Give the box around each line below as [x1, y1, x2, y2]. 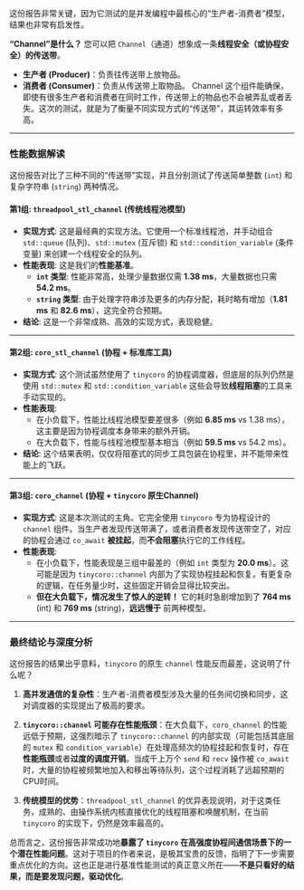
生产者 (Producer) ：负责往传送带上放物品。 [22, 69, 185, 80]
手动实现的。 [22, 391, 71, 402]
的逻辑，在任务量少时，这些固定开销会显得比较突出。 [35, 579, 235, 590]
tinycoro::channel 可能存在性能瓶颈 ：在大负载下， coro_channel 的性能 [22, 719, 288, 731]
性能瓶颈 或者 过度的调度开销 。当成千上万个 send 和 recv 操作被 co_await [22, 753, 290, 764]
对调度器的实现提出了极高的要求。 [22, 700, 150, 711]
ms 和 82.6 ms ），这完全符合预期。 [35, 304, 167, 315]
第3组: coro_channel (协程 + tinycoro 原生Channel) [9, 490, 199, 501]
